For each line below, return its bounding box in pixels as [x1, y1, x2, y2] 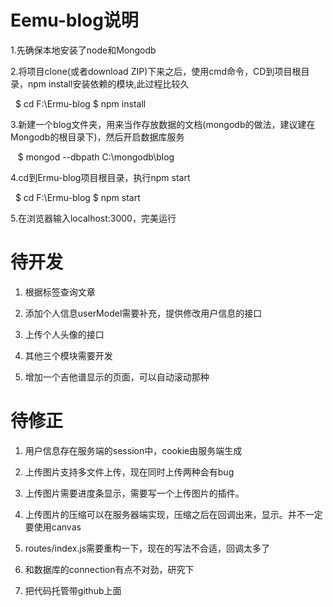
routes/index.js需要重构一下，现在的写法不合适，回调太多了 [24, 542, 271, 554]
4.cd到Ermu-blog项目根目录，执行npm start [10, 171, 191, 183]
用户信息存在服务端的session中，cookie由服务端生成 [24, 444, 243, 456]
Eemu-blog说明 [10, 9, 139, 32]
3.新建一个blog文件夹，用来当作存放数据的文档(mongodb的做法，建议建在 [10, 118, 316, 130]
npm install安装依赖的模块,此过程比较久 [27, 77, 190, 90]
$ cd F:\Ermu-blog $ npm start [14, 191, 141, 203]
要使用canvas [24, 521, 82, 533]
